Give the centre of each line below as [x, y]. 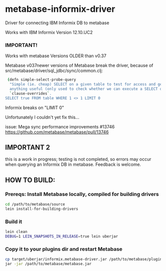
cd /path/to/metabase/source [35, 204]
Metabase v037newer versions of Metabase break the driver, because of [79, 66]
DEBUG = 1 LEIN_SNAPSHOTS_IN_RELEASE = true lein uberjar [62, 236]
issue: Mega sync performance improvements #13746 [60, 126]
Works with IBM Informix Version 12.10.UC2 [49, 32]
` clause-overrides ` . [31, 93]
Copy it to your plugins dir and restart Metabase [64, 249]
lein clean [16, 232]
